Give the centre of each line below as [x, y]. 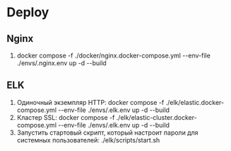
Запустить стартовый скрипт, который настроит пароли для [107, 133]
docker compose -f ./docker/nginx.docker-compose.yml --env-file [114, 55]
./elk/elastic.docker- [195, 102]
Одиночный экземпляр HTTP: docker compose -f [90, 102]
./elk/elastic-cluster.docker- [156, 117]
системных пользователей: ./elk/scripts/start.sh [88, 140]
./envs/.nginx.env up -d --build [61, 63]
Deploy [28, 12]
